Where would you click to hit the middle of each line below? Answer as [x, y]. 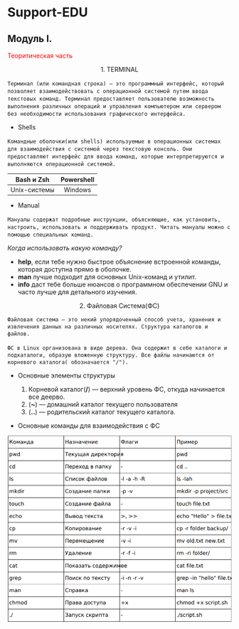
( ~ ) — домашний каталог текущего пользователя [103, 404]
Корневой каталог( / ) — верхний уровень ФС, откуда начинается [127, 389]
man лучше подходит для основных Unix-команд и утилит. [107, 277]
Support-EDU [48, 12]
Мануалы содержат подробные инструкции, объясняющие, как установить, [114, 220]
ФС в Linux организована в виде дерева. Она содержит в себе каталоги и [117, 348]
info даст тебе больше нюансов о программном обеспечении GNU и [123, 284]
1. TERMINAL [119, 69]
